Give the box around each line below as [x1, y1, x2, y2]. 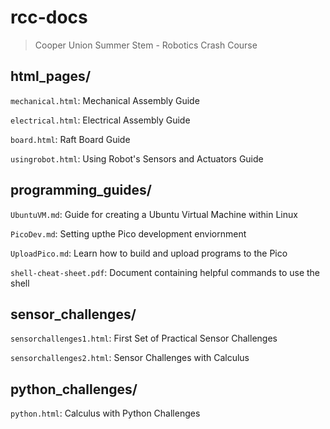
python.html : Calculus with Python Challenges [10, 407, 201, 420]
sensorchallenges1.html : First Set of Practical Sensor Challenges [10, 332, 278, 345]
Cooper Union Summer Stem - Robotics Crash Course [34, 39, 258, 51]
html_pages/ [10, 68, 92, 85]
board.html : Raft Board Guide [10, 133, 131, 145]
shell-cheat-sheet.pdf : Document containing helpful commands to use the [10, 266, 321, 278]
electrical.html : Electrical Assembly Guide [10, 114, 191, 126]
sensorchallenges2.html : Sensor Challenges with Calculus [10, 352, 250, 364]
